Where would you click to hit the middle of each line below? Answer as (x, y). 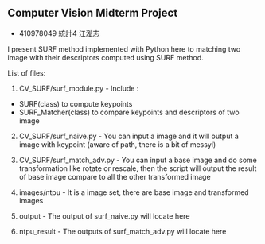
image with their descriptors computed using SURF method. (105, 57)
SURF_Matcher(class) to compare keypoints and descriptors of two (129, 112)
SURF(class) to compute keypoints (76, 103)
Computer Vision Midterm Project (93, 13)
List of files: (27, 73)
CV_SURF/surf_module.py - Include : (79, 88)
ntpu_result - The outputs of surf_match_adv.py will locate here (123, 231)
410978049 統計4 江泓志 (59, 33)
